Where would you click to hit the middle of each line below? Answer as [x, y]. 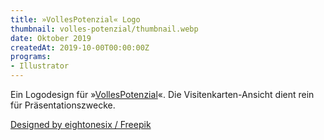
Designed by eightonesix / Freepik [81, 124]
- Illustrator [40, 66]
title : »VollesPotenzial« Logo [75, 19]
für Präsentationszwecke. [63, 105]
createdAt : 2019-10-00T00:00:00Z [80, 47]
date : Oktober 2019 [51, 38]
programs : [31, 57]
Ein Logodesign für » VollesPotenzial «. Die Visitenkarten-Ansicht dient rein [162, 94]
